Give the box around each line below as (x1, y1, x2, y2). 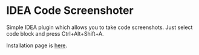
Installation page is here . (6, 42, 68, 49)
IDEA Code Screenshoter (6, 4, 134, 18)
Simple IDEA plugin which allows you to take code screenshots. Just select (6, 24, 193, 31)
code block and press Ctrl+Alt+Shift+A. (6, 30, 104, 37)
